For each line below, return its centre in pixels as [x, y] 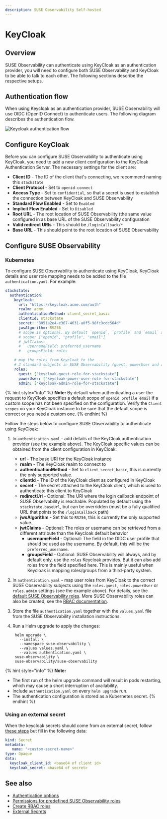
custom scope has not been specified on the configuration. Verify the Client [83, 403]
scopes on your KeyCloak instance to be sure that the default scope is [76, 409]
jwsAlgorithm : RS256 [40, 328]
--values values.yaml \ [44, 648]
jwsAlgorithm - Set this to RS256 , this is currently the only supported [90, 517]
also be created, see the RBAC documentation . [60, 601]
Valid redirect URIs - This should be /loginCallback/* [68, 225]
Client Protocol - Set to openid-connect [52, 187]
